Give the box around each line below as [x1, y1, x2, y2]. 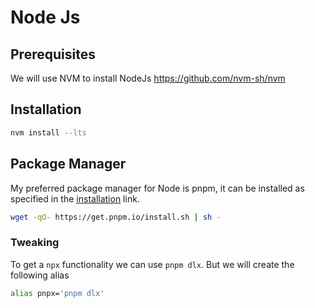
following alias [10, 269, 70, 281]
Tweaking [10, 236, 60, 250]
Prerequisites [10, 46, 96, 63]
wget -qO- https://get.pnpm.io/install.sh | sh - [10, 212, 222, 222]
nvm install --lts [10, 127, 87, 138]
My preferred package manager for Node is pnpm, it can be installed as [10, 182, 305, 194]
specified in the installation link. [10, 192, 140, 205]
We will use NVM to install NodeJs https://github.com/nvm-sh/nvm [10, 72, 286, 84]
